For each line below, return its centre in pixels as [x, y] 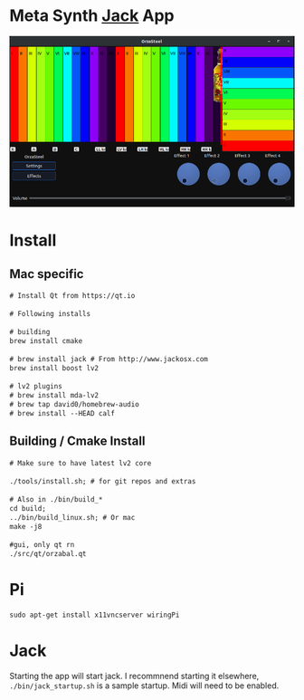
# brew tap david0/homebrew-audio [75, 405]
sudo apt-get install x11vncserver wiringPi [95, 615]
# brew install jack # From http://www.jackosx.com [109, 360]
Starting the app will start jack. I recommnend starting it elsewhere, [134, 676]
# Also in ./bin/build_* [56, 499]
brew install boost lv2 [54, 369]
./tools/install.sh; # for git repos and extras [103, 481]
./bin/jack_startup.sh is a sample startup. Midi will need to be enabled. [144, 686]
